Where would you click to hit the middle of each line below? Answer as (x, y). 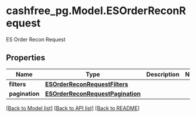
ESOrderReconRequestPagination (93, 94)
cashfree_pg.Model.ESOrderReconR (96, 11)
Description (163, 74)
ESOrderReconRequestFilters (87, 84)
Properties (26, 58)
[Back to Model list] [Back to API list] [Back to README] (73, 108)
